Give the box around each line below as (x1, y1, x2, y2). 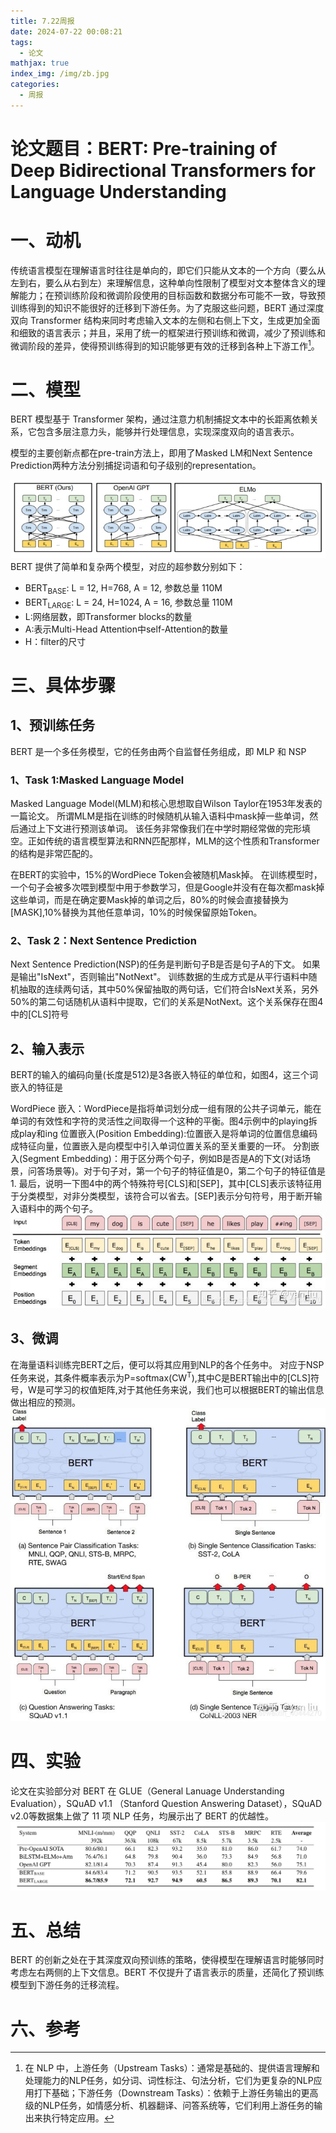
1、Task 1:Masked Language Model (10, 773, 185, 787)
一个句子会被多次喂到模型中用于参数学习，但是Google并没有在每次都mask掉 (10, 881, 325, 893)
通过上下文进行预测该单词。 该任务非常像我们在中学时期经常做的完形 (18, 822, 302, 834)
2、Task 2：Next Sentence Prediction (10, 933, 197, 947)
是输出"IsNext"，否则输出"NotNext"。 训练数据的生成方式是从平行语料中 (10, 971, 309, 983)
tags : (10, 37, 33, 47)
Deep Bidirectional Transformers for (10, 159, 316, 182)
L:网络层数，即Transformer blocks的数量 (24, 610, 193, 622)
